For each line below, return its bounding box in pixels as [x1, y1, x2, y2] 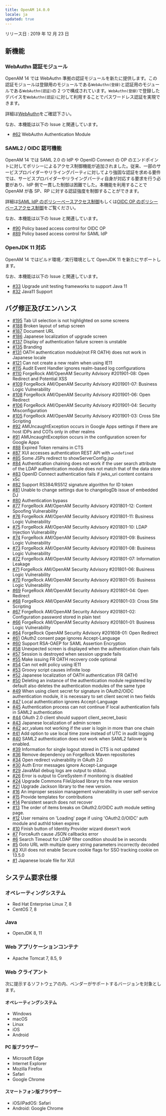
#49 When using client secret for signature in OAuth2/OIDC [12, 688, 134, 694]
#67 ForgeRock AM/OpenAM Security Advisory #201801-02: [12, 609, 136, 615]
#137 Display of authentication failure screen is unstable [12, 339, 127, 345]
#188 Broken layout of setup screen [12, 323, 85, 329]
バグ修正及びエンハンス [5, 304, 77, 313]
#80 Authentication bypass [12, 498, 68, 504]
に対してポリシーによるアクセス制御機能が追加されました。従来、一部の [9, 163, 157, 169]
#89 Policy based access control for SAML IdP [12, 231, 108, 237]
